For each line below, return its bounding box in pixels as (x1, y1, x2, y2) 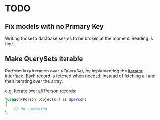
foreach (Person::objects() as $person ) (5, 97, 87, 102)
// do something (14, 106, 48, 111)
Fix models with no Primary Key (5, 23, 104, 31)
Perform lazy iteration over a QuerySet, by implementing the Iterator (5, 68, 143, 73)
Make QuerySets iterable (5, 55, 83, 63)
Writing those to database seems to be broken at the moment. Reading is (5, 35, 153, 41)
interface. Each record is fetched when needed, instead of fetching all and (5, 73, 156, 79)
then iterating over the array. (5, 78, 63, 84)
